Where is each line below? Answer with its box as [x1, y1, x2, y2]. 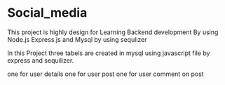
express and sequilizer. [7, 56, 74, 64]
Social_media [7, 5, 88, 21]
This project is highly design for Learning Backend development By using [7, 28, 219, 36]
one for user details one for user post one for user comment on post [7, 70, 205, 78]
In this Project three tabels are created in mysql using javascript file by [7, 49, 210, 57]
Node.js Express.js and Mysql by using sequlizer [7, 35, 147, 43]
